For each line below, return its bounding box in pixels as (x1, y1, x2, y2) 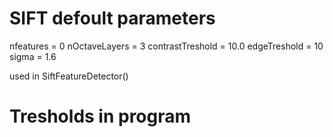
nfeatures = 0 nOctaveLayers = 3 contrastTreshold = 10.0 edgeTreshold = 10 (9, 40, 324, 52)
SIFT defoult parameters (9, 7, 216, 30)
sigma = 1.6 (9, 50, 57, 62)
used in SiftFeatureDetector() (9, 70, 129, 82)
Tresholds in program (9, 105, 192, 128)
